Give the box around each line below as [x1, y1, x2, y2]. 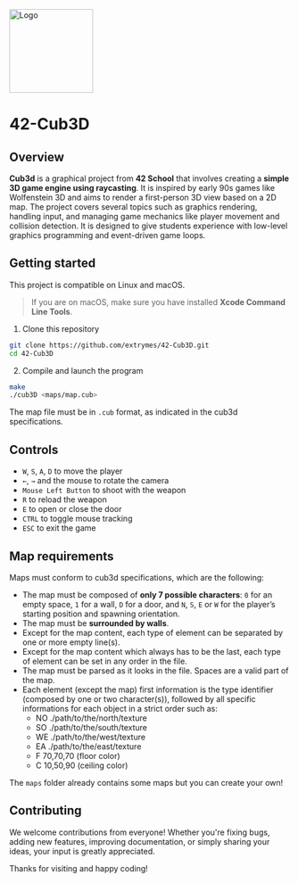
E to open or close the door [21, 504, 122, 515]
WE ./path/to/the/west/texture [35, 731, 145, 742]
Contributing [9, 803, 82, 819]
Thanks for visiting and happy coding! [9, 862, 149, 873]
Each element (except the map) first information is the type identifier [21, 684, 274, 695]
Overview [9, 149, 65, 164]
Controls [9, 441, 59, 458]
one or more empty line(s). [21, 637, 120, 648]
